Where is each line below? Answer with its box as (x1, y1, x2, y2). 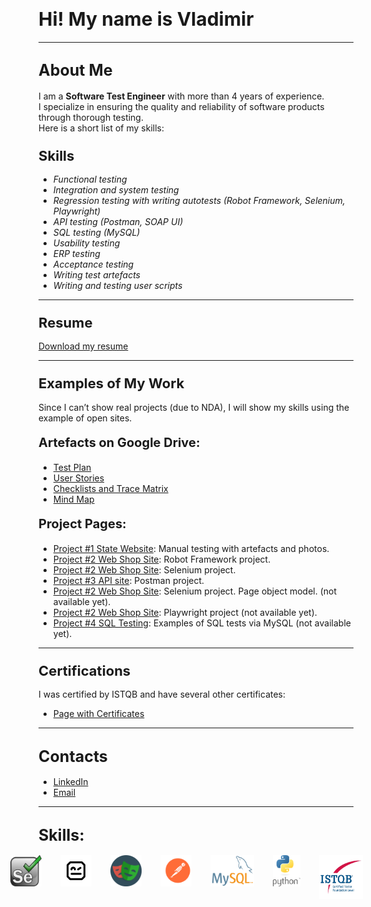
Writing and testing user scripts (52, 280, 183, 292)
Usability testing (52, 237, 121, 249)
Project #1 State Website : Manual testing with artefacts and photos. (52, 543, 330, 555)
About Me (38, 60, 113, 81)
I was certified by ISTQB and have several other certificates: (38, 688, 286, 701)
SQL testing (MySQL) (52, 227, 141, 239)
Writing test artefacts (52, 269, 141, 281)
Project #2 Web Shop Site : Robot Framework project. (52, 553, 271, 566)
